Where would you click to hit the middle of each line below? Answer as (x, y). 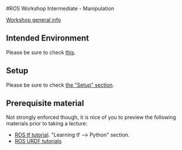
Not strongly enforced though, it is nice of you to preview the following (91, 117)
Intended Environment (48, 38)
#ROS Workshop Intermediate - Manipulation (60, 8)
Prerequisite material (45, 103)
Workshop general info (34, 20)
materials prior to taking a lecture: (47, 124)
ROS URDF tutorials (38, 141)
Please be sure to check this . (41, 52)
